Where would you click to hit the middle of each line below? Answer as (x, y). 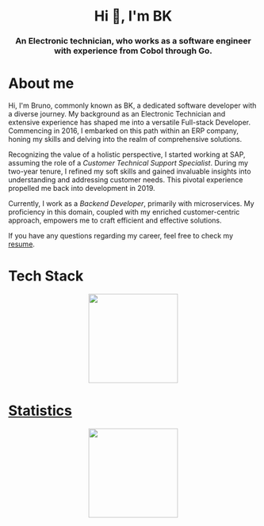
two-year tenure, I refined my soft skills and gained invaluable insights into (130, 172)
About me (41, 84)
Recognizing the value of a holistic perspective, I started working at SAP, (127, 154)
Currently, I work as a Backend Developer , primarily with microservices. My (132, 204)
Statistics (40, 411)
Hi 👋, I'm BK (133, 16)
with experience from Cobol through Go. (133, 51)
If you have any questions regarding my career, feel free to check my (121, 236)
